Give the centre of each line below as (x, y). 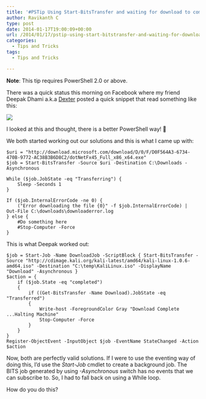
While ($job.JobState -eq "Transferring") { (64, 179)
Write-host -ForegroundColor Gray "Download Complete (109, 309)
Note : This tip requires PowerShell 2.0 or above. (67, 80)
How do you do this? (32, 389)
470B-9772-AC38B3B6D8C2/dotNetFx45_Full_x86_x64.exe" (77, 157)
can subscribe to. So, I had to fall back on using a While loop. (84, 378)
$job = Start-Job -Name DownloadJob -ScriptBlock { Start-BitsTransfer (100, 255)
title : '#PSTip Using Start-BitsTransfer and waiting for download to (98, 12)
